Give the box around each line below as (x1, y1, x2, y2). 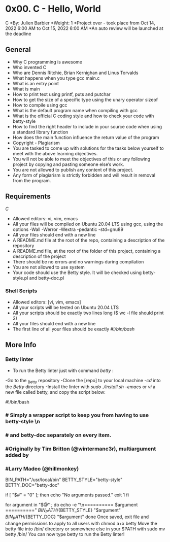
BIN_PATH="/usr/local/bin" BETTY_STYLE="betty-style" (5, 477, 123, 483)
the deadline (5, 30, 31, 37)
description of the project (12, 253, 66, 259)
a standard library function (12, 129, 69, 135)
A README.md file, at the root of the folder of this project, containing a (12, 248, 161, 254)
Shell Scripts (5, 287, 38, 294)
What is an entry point (12, 80, 59, 86)
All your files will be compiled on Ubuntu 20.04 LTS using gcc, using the (12, 221, 163, 227)
